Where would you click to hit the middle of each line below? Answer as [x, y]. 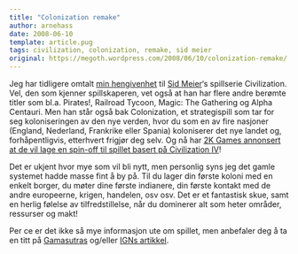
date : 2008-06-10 [41, 34]
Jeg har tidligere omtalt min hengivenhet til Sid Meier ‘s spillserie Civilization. [148, 84]
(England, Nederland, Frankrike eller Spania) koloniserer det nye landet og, [145, 131]
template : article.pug [51, 42]
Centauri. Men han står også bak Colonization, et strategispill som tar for [142, 112]
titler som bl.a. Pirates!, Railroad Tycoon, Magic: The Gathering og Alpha [141, 102]
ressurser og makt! [43, 214]
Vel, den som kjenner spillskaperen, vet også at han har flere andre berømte [148, 93]
